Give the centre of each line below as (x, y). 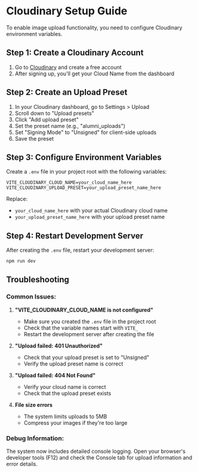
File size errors (33, 404)
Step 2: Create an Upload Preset (67, 92)
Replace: (17, 199)
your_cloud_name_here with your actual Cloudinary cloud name (91, 211)
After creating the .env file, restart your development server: (80, 250)
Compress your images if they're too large (75, 422)
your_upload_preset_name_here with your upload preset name (90, 217)
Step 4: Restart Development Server (75, 235)
